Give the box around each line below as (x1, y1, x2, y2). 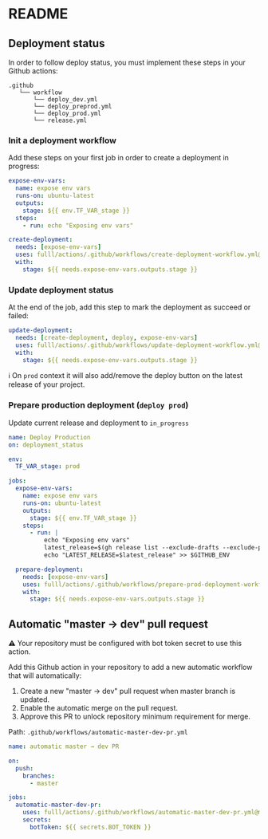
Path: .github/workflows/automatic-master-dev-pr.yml (8, 727, 188, 737)
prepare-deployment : (15, 565, 84, 573)
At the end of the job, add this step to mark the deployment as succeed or (8, 302, 251, 312)
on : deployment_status (8, 440, 84, 449)
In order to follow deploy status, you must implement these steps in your (8, 57, 246, 67)
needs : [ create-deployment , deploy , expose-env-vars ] (15, 333, 198, 341)
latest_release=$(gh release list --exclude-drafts (43, 544, 219, 552)
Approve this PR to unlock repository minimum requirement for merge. (19, 711, 251, 722)
